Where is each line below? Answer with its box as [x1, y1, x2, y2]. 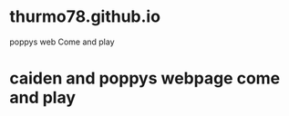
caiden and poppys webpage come [9, 68, 281, 89]
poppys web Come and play [9, 36, 116, 47]
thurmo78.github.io [9, 6, 161, 27]
